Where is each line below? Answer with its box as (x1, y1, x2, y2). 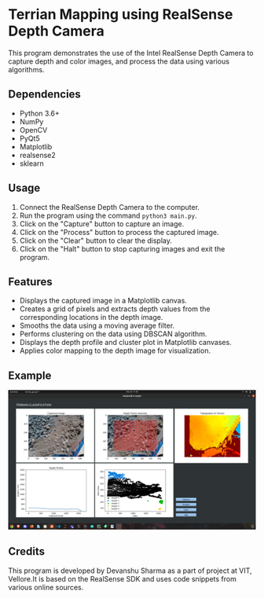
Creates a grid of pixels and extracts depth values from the (19, 304, 211, 314)
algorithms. (8, 64, 45, 74)
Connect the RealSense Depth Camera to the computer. (19, 202, 200, 211)
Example (8, 369, 52, 382)
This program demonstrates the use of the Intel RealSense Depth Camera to (8, 48, 254, 57)
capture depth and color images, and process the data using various (8, 57, 230, 66)
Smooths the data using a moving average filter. (19, 321, 175, 331)
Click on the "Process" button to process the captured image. (19, 227, 219, 237)
